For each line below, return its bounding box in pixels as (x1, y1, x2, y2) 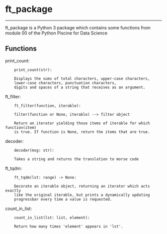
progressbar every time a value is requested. (14, 197, 112, 202)
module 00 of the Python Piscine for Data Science (5, 30, 108, 36)
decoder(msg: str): (14, 148, 55, 153)
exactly (5, 188, 21, 193)
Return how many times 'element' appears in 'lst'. (14, 224, 123, 229)
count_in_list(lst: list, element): (14, 215, 90, 220)
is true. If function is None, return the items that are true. (14, 129, 150, 134)
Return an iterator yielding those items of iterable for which (14, 121, 150, 126)
